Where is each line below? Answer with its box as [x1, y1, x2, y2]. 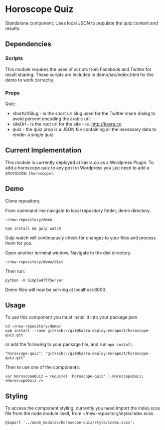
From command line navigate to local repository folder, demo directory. [5, 207, 151, 213]
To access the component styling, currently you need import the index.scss [5, 405, 161, 411]
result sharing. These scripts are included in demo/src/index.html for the [5, 71, 154, 77]
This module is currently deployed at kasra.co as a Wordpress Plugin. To [5, 159, 154, 165]
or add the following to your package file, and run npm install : [5, 341, 134, 347]
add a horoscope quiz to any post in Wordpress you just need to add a [5, 164, 150, 170]
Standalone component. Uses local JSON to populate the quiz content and [5, 20, 158, 26]
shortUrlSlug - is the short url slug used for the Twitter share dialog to [12, 110, 156, 116]
